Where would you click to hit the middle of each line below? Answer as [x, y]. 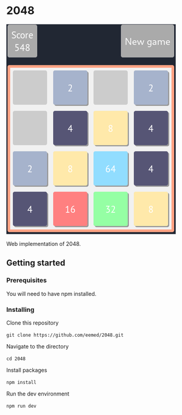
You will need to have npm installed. [51, 294]
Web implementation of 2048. [44, 244]
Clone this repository [33, 323]
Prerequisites [26, 280]
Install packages [27, 370]
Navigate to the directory [37, 346]
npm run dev [21, 406]
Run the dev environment [38, 394]
